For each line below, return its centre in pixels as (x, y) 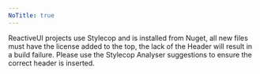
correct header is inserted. (51, 63)
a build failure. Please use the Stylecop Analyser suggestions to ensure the (130, 54)
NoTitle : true (32, 15)
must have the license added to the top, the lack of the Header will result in (130, 46)
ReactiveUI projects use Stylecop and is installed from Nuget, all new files (128, 38)
